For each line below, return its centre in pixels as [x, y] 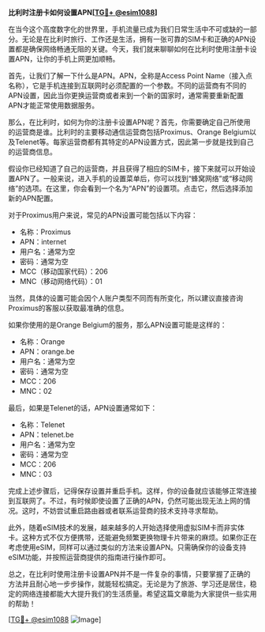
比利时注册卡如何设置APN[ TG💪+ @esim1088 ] [83, 12]
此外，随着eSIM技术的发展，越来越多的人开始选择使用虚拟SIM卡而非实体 [126, 528]
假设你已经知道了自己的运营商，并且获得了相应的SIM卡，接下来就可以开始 [129, 168]
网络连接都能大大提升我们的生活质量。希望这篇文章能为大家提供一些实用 [139, 594]
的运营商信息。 [32, 152]
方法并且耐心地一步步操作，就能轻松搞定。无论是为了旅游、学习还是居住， [129, 584]
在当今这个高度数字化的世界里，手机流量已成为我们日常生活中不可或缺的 [125, 29]
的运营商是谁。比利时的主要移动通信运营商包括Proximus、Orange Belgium [129, 132]
